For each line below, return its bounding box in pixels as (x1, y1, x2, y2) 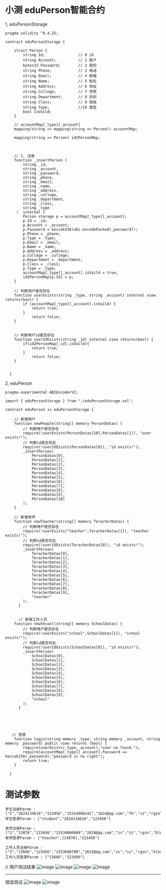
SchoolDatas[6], (31, 679, 65, 684)
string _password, (23, 171, 61, 176)
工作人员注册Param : (5, 845, 43, 850)
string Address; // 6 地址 (23, 84, 97, 89)
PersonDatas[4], (31, 470, 65, 475)
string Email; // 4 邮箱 (23, 73, 97, 78)
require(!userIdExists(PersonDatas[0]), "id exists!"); (23, 445, 140, 449)
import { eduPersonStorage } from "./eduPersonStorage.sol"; (5, 399, 134, 403)
